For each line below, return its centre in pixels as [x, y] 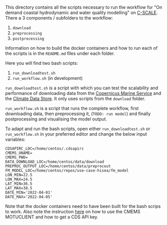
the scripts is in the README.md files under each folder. [60, 53]
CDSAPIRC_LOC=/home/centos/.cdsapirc [45, 149]
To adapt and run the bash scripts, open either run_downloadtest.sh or [78, 129]
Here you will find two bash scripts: [42, 63]
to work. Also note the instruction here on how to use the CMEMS [73, 211]
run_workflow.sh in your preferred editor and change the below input [76, 134]
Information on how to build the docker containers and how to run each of [81, 48]
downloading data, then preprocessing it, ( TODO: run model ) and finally [78, 114]
